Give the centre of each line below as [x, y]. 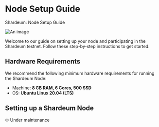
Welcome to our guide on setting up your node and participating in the [75, 41]
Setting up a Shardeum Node [49, 108]
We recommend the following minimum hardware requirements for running [80, 73]
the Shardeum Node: [26, 78]
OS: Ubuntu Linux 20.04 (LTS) [43, 93]
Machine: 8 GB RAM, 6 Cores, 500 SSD [52, 88]
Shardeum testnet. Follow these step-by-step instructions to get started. [77, 46]
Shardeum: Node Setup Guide [35, 22]
